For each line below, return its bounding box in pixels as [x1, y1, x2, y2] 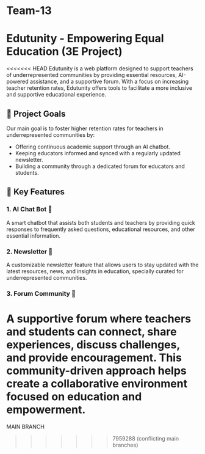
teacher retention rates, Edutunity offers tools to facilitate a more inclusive [6, 84, 193, 92]
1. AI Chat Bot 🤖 [6, 205, 52, 214]
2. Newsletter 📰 [6, 247, 53, 255]
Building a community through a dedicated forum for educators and [15, 163, 185, 170]
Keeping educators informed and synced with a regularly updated [15, 149, 181, 156]
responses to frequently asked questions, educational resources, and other [6, 225, 195, 233]
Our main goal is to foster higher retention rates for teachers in [6, 125, 164, 132]
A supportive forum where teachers [6, 312, 192, 326]
